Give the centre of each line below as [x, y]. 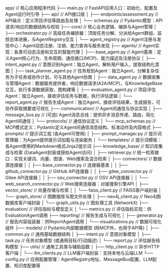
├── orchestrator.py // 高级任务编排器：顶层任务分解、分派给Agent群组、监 [83, 33]
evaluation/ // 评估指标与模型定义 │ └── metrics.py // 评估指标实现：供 [78, 209]
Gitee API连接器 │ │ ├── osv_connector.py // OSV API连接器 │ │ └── [77, 177]
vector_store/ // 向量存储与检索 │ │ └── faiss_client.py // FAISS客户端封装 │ [83, 190]
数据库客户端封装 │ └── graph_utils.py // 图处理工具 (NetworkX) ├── [77, 203]
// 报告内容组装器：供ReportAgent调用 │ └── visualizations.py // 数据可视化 [83, 221]
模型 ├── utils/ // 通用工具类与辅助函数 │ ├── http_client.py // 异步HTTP [84, 247]
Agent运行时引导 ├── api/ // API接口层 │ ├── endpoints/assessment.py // [82, 14]
